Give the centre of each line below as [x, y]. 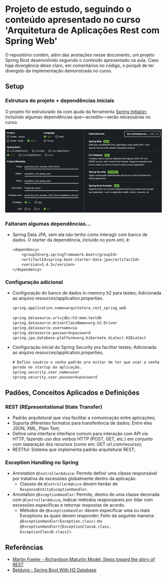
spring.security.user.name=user [46, 372]
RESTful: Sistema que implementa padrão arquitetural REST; [74, 449]
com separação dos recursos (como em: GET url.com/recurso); [77, 444]
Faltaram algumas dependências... [48, 224]
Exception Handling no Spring [42, 462]
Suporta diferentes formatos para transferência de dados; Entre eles [82, 423]
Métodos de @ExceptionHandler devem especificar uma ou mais [85, 511]
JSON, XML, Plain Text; [36, 428]
